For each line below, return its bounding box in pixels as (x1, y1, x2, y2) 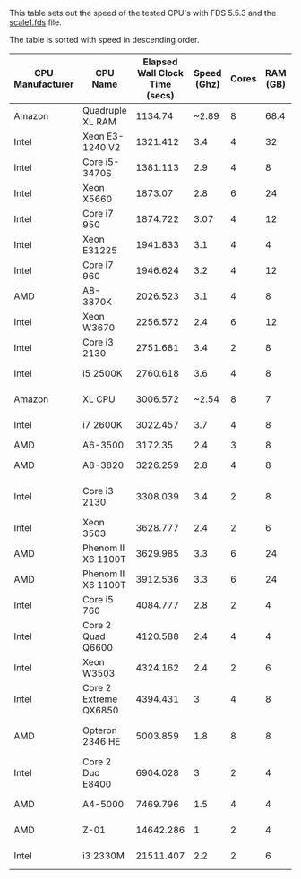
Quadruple (82, 105, 127, 116)
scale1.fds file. (9, 17, 63, 28)
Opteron (82, 724, 118, 737)
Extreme (82, 693, 118, 705)
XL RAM (82, 115, 116, 128)
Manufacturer (13, 78, 74, 90)
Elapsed (142, 55, 178, 68)
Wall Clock (137, 67, 184, 79)
